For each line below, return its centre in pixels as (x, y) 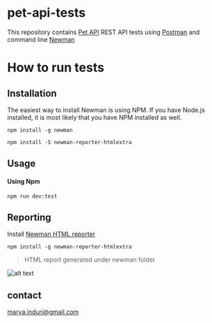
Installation (32, 93)
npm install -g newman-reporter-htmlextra (70, 247)
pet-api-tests (46, 13)
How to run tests (56, 68)
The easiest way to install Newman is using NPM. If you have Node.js (106, 110)
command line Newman (41, 39)
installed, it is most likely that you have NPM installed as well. (95, 117)
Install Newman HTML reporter (51, 234)
